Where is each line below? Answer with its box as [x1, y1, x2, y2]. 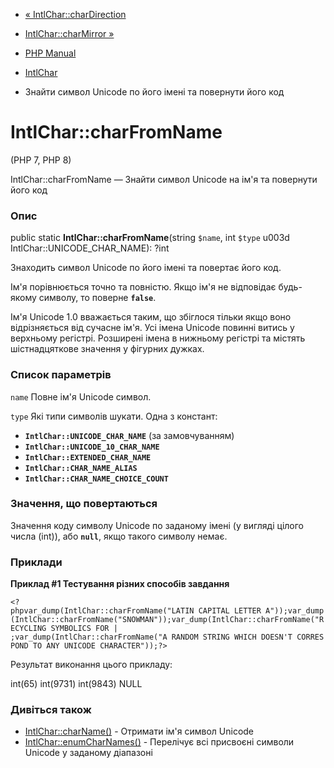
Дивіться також [10, 703, 92, 717]
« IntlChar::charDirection [24, 9, 127, 20]
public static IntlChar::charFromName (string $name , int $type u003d [10, 232, 290, 244]
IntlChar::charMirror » [24, 28, 115, 39]
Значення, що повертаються [10, 497, 158, 511]
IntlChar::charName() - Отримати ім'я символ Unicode [24, 725, 255, 738]
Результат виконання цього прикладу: [10, 659, 173, 671]
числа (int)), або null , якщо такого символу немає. [10, 530, 228, 542]
